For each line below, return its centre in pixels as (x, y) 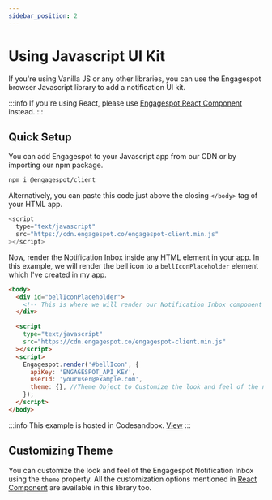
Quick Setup (40, 137)
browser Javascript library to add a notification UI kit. (97, 87)
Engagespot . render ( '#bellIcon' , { (81, 364)
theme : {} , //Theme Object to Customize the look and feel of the (144, 387)
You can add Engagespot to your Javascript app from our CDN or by (123, 157)
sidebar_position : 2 (43, 16)
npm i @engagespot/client (52, 180)
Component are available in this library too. (80, 487)
